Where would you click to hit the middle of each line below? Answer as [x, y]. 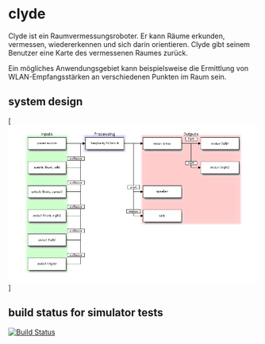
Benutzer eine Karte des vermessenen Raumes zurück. [98, 53]
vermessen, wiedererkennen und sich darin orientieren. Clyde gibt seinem [129, 44]
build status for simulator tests [86, 313]
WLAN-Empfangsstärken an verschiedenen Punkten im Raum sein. [117, 76]
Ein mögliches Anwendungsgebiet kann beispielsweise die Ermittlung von [129, 68]
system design [46, 102]
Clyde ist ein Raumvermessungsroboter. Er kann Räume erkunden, [117, 36]
